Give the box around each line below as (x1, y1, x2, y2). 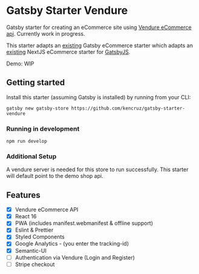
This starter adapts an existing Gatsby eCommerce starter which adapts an (6, 42, 194, 49)
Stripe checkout (15, 261, 55, 268)
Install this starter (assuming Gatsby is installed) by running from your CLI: (6, 93, 191, 100)
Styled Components (15, 233, 65, 241)
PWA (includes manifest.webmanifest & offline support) (15, 220, 153, 227)
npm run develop (6, 139, 47, 145)
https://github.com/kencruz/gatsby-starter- (71, 105, 186, 111)
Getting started (6, 77, 65, 88)
